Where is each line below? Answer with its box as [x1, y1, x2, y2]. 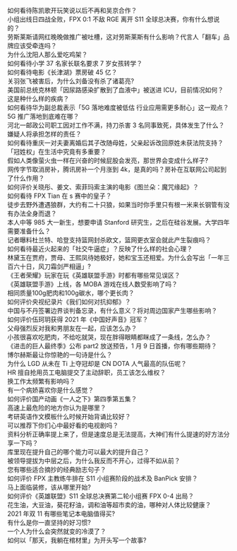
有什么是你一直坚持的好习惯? [7, 519, 92, 526]
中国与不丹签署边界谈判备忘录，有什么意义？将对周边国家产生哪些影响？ [7, 307, 217, 314]
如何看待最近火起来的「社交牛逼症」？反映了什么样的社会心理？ [7, 244, 193, 253]
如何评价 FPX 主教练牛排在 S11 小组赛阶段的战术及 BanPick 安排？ [7, 474, 199, 482]
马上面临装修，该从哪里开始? [7, 483, 92, 491]
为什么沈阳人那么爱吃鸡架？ [7, 50, 88, 59]
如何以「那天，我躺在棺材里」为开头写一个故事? [7, 536, 147, 544]
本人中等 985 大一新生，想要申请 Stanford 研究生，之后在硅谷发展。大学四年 [7, 218, 230, 226]
